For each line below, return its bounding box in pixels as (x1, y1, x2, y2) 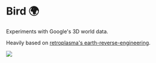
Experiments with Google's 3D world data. (6, 27, 109, 35)
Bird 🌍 (6, 5, 39, 18)
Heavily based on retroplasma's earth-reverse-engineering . (6, 39, 151, 46)
